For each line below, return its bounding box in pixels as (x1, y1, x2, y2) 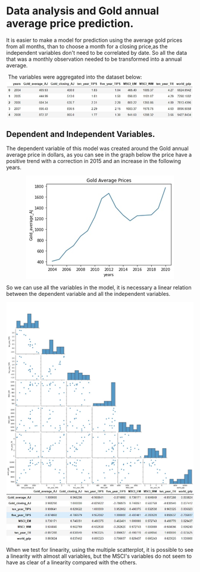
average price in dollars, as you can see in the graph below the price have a (6, 151, 192, 158)
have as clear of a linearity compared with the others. (6, 558, 137, 566)
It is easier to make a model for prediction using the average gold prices (6, 36, 183, 43)
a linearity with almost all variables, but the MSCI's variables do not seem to (6, 552, 192, 560)
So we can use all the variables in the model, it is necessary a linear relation (6, 284, 192, 291)
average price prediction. (6, 17, 134, 30)
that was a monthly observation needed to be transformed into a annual (6, 55, 182, 62)
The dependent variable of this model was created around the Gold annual (6, 145, 189, 152)
